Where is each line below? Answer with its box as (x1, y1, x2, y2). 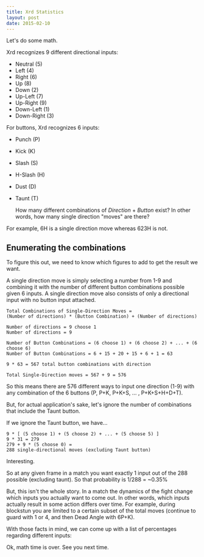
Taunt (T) (15, 195, 38, 202)
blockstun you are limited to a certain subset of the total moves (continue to (6, 507, 196, 514)
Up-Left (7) (15, 93, 44, 100)
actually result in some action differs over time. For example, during (6, 500, 175, 508)
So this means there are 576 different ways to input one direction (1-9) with (6, 383, 195, 390)
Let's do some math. (6, 37, 58, 44)
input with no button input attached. (6, 296, 96, 304)
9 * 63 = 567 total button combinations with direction (6, 362, 151, 368)
